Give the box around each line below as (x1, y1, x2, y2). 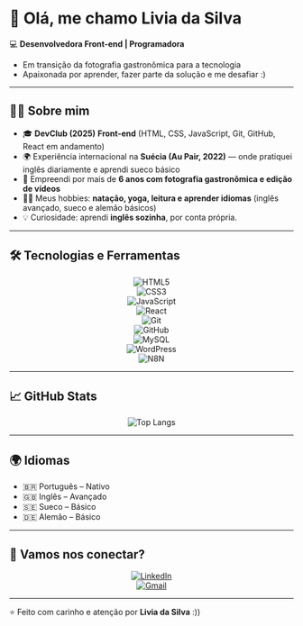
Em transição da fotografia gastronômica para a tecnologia (22, 59, 242, 70)
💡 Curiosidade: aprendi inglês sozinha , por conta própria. (22, 212, 237, 222)
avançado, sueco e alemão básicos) (22, 202, 157, 213)
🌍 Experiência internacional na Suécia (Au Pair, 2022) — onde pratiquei (22, 150, 293, 161)
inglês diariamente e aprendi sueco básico (22, 164, 180, 175)
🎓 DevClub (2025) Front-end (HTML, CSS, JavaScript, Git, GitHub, (22, 128, 276, 139)
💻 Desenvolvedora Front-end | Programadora (9, 38, 185, 49)
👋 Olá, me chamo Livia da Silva (9, 8, 242, 29)
